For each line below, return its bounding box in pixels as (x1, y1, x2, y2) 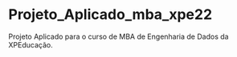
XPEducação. (8, 40, 54, 49)
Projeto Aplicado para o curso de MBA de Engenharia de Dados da (8, 32, 229, 41)
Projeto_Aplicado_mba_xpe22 (8, 6, 213, 24)
